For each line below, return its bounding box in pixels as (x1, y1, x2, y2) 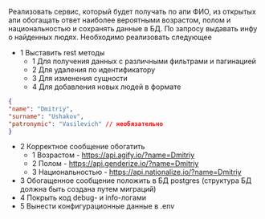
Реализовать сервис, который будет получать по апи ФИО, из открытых (8, 7, 257, 16)
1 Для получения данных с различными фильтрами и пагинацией (31, 56, 257, 66)
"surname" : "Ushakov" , (8, 112, 84, 120)
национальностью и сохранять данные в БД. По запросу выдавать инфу (8, 24, 258, 33)
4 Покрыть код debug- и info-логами (19, 193, 147, 203)
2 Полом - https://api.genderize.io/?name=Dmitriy (31, 159, 199, 168)
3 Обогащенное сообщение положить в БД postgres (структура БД (19, 176, 252, 185)
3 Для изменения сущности (31, 74, 128, 83)
